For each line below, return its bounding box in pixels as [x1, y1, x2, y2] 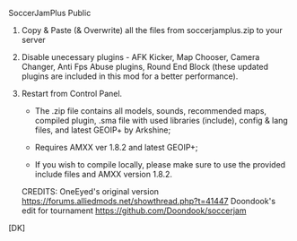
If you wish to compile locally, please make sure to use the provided [34, 159, 286, 169]
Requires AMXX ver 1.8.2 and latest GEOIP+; [34, 142, 198, 152]
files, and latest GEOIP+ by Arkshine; [34, 125, 171, 135]
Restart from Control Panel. [21, 89, 123, 99]
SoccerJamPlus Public [8, 8, 92, 18]
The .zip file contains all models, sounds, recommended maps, [34, 106, 266, 116]
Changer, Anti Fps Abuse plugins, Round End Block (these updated [21, 62, 269, 72]
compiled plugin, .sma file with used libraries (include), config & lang [34, 116, 288, 125]
